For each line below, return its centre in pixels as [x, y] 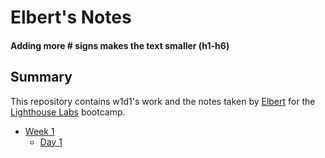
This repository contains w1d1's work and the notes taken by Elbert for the [163, 101]
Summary [41, 77]
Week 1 [39, 131]
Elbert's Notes [71, 17]
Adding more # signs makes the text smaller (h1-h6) [120, 45]
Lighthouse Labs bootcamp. [68, 112]
